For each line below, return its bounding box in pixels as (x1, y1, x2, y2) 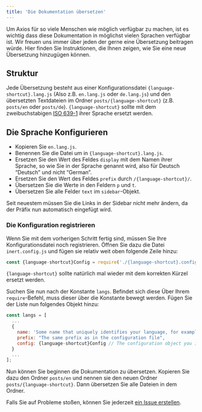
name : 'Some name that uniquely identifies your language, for (17, 329, 179, 336)
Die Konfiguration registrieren (6, 221, 96, 229)
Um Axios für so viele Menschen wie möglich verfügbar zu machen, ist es (6, 25, 189, 32)
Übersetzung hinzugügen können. (6, 51, 91, 58)
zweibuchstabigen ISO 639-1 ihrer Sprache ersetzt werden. (6, 109, 153, 117)
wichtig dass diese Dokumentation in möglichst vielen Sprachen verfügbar (6, 31, 191, 39)
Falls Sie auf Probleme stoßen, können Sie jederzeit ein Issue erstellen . (6, 399, 182, 406)
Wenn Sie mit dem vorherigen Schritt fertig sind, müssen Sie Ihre (6, 235, 167, 242)
